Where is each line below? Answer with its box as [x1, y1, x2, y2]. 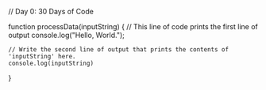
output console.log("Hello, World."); [8, 31, 125, 39]
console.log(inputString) [8, 59, 94, 67]
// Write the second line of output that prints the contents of [8, 46, 229, 54]
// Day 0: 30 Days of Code [8, 7, 94, 16]
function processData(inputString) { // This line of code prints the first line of [8, 22, 258, 31]
